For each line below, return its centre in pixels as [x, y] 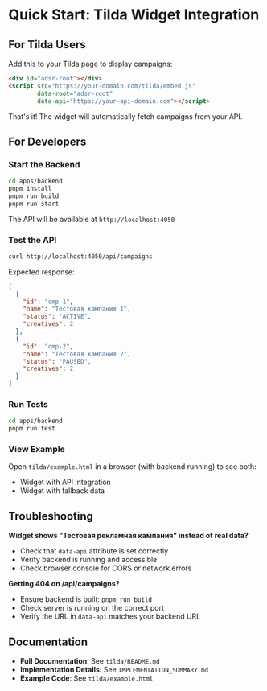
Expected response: [41, 272]
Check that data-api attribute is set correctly [94, 551]
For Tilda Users [47, 45]
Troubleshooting [51, 516]
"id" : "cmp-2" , [48, 346]
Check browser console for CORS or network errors [106, 568]
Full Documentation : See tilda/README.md [90, 661]
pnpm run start [34, 204]
